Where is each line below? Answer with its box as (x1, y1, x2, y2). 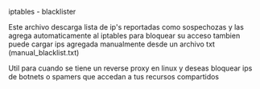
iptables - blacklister (8, 7, 76, 16)
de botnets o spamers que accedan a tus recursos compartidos (8, 72, 220, 81)
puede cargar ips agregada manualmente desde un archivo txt (8, 39, 216, 49)
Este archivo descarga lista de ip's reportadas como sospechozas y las (8, 22, 244, 31)
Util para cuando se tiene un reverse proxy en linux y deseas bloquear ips (8, 63, 253, 73)
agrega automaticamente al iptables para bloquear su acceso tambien (8, 31, 241, 40)
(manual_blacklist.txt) (8, 48, 80, 57)
